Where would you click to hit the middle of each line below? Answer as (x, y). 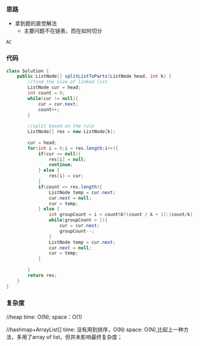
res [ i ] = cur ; (66, 176)
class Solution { (28, 71)
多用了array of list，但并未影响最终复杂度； (70, 336)
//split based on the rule (61, 126)
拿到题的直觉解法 (36, 23)
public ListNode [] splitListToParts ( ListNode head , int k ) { (94, 76)
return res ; (43, 275)
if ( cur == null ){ (60, 154)
